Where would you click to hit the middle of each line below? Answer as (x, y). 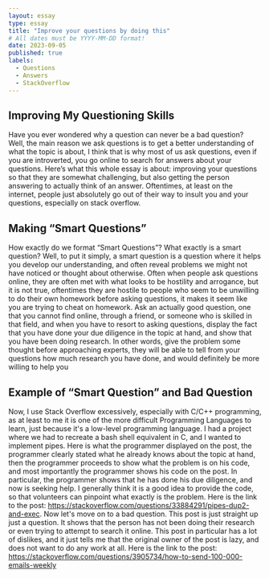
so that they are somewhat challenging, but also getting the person (119, 177)
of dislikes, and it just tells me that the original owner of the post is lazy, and (134, 539)
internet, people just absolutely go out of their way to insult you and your (128, 194)
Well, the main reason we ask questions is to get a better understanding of (131, 143)
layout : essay (32, 16)
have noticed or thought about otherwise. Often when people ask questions (133, 273)
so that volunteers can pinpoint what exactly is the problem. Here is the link (133, 497)
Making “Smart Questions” (77, 228)
